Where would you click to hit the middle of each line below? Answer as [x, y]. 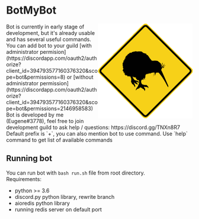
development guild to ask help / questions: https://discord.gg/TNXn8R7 [93, 127]
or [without [80, 77]
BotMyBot [31, 10]
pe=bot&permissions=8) [36, 77]
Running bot [29, 158]
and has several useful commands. [49, 39]
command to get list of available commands [59, 140]
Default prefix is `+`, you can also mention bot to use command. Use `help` [97, 133]
